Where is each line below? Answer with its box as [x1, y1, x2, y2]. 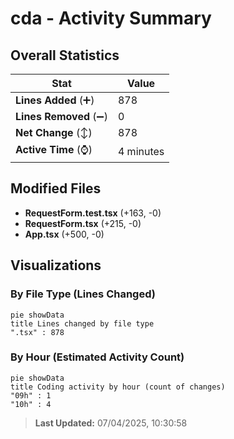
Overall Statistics [10, 47, 120, 64]
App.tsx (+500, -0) [24, 228, 105, 240]
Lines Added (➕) [15, 93, 95, 107]
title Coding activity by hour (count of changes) [10, 382, 226, 392]
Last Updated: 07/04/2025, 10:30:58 [34, 417, 188, 429]
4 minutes [117, 144, 165, 158]
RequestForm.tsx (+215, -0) [24, 217, 142, 229]
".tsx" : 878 [10, 327, 65, 337]
